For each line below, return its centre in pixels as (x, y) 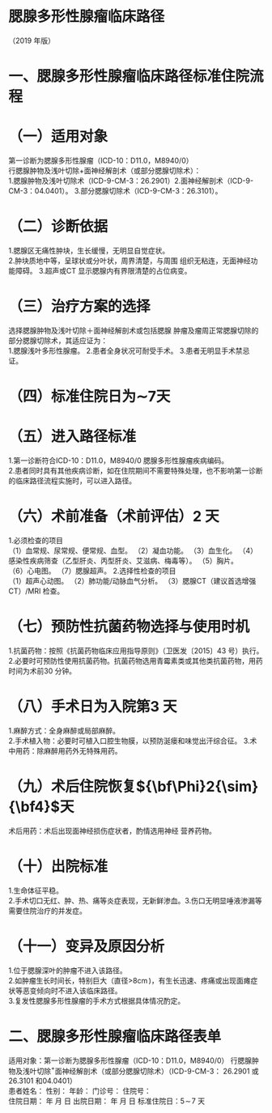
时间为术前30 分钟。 (42, 671)
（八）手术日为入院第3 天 (93, 707)
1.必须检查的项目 (36, 540)
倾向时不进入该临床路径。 (79, 990)
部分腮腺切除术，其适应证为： (58, 340)
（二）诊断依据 (58, 227)
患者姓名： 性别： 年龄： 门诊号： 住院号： (80, 1091)
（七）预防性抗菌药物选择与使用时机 (129, 627)
